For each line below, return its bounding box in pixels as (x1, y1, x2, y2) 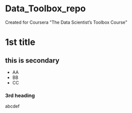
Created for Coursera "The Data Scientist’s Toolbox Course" (5, 19, 128, 25)
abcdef (5, 103, 20, 109)
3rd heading (5, 92, 35, 99)
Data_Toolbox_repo (5, 3, 86, 14)
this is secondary (5, 56, 60, 65)
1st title (5, 37, 36, 48)
